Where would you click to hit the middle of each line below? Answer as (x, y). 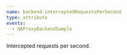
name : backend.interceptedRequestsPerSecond (64, 12)
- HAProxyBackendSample (42, 29)
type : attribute (27, 18)
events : (16, 23)
